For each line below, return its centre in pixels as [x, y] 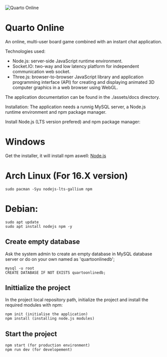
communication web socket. [41, 71]
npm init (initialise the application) [47, 314]
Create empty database [43, 242]
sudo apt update [22, 222]
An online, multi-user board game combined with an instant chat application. [84, 41]
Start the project [31, 334]
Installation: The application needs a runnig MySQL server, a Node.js [76, 107]
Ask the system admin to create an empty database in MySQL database [79, 254]
